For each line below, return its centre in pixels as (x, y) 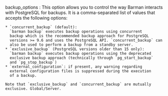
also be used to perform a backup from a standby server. (72, 45)
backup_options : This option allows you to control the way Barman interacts (84, 7)
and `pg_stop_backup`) (33, 62)
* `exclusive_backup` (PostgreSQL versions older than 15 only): (75, 49)
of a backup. (23, 75)
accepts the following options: (36, 18)
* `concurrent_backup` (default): (41, 27)
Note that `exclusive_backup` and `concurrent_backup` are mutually (78, 84)
